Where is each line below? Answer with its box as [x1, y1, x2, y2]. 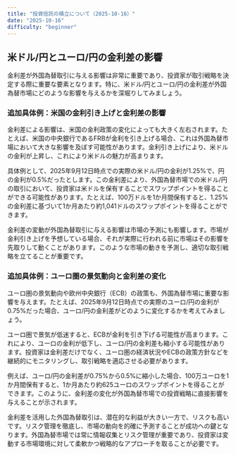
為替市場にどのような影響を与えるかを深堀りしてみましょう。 [7, 89, 186, 97]
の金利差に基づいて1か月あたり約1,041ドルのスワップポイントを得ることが [7, 202, 222, 210]
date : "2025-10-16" [7, 17, 65, 24]
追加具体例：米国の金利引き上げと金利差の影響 [7, 108, 166, 118]
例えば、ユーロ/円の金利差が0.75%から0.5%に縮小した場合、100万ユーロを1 [7, 371, 229, 380]
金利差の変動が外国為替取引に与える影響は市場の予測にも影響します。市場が [7, 226, 229, 234]
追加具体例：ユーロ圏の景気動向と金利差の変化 [7, 272, 166, 282]
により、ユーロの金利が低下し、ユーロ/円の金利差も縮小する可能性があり [13, 339, 225, 347]
